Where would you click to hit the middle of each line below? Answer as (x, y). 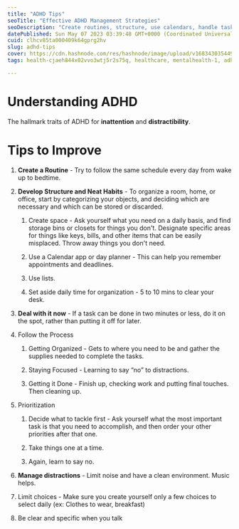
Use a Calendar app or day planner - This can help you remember (125, 256)
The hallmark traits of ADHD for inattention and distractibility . (99, 121)
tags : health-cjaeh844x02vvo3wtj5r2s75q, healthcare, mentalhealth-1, (114, 61)
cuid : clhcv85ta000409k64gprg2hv (57, 41)
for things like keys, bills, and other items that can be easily (115, 235)
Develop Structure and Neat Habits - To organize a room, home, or (116, 191)
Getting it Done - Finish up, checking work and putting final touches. (128, 383)
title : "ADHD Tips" (36, 14)
